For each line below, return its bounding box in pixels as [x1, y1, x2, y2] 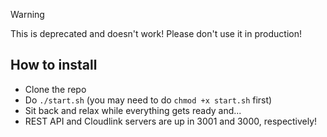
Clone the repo [24, 83, 87, 95]
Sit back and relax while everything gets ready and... [24, 104, 242, 116]
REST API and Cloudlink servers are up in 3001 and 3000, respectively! [24, 115, 318, 127]
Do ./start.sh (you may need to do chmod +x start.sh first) [24, 94, 273, 106]
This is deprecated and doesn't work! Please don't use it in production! [10, 28, 302, 39]
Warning [10, 9, 45, 20]
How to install [10, 57, 98, 74]
